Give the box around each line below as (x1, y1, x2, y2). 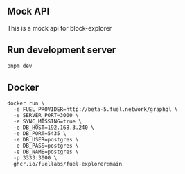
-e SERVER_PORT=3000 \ (13, 112, 79, 119)
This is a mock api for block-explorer (7, 24, 112, 32)
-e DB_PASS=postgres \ (13, 142, 79, 150)
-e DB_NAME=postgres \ (13, 148, 79, 155)
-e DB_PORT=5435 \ (13, 130, 67, 137)
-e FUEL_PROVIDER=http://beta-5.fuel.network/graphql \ (13, 106, 178, 113)
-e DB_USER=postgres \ (13, 137, 79, 143)
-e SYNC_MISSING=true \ (13, 118, 82, 125)
